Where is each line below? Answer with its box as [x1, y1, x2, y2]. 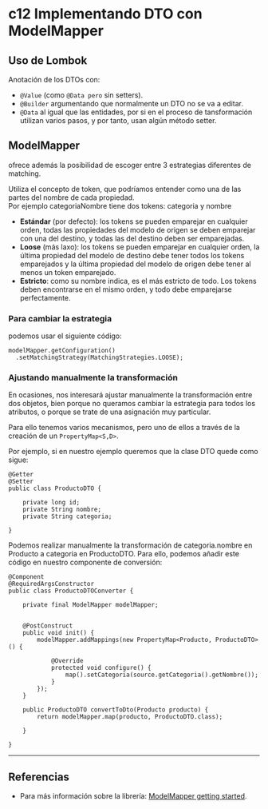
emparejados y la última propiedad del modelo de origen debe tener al [19, 259, 251, 269]
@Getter [8, 471, 34, 479]
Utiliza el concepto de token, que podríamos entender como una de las [8, 184, 242, 193]
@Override [50, 657, 84, 665]
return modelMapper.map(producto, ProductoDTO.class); [37, 713, 223, 721]
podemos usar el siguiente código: [8, 331, 122, 341]
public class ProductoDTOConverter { [8, 587, 134, 596]
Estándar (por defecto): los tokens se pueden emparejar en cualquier [19, 217, 249, 226]
